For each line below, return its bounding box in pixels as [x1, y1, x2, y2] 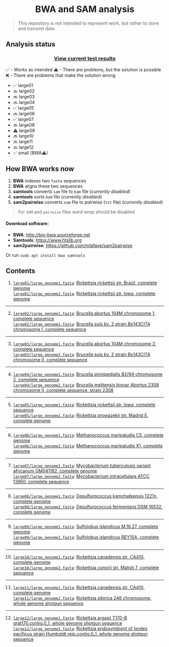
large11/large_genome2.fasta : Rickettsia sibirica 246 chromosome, [13, 595, 152, 601]
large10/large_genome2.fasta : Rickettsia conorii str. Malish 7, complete [13, 565, 159, 571]
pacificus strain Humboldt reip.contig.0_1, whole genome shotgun [13, 631, 148, 637]
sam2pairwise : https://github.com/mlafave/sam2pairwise [13, 242, 132, 248]
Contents [6, 267, 36, 275]
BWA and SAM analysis [35, 4, 135, 15]
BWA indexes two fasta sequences [13, 178, 87, 184]
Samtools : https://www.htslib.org [13, 237, 82, 243]
